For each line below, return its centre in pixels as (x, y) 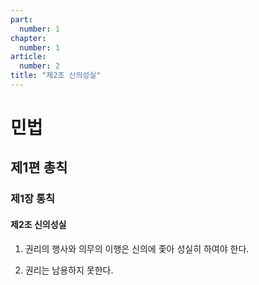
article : (28, 57)
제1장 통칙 (33, 199)
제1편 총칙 (39, 167)
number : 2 (39, 66)
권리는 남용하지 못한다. (69, 270)
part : (21, 19)
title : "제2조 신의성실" (56, 76)
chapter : (28, 38)
